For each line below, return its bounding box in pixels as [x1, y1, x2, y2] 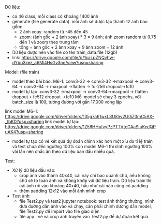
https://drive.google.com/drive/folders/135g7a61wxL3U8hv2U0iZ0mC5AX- [5, 114, 155, 119]
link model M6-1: [5, 108, 38, 114]
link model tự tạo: [45, 119, 80, 124]
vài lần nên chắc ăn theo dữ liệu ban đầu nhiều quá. [12, 149, 115, 154]
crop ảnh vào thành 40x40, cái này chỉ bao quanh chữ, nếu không [19, 173, 151, 178]
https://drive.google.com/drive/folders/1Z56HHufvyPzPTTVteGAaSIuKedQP [5, 124, 156, 130]
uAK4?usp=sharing [5, 129, 44, 134]
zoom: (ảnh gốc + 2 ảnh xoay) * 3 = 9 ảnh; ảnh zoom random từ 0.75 [19, 34, 156, 40]
